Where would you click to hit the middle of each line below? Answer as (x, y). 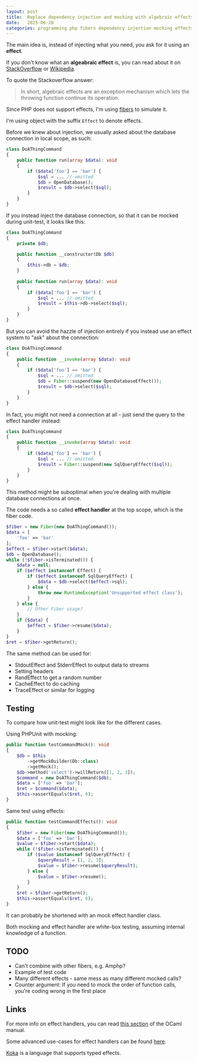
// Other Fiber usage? (55, 609)
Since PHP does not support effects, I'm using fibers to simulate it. (87, 109)
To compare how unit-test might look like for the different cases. (84, 723)
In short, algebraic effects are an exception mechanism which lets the (105, 91)
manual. (16, 1030)
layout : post (22, 12)
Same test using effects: (36, 811)
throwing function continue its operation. (70, 98)
